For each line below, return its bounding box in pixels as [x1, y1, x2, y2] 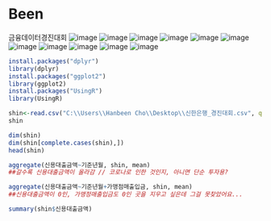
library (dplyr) [8, 65, 60, 73]
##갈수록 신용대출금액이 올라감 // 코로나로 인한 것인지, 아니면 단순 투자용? [8, 169, 228, 177]
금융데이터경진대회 [8, 32, 67, 42]
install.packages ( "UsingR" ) [8, 87, 103, 95]
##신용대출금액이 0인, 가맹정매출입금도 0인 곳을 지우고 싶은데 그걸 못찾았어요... [8, 190, 244, 198]
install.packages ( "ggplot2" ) [8, 72, 106, 81]
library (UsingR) [8, 94, 63, 103]
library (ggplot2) [8, 80, 67, 88]
